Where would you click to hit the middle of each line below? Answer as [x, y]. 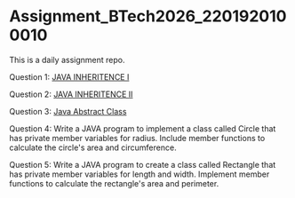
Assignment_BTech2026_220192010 [148, 16]
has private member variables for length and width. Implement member [140, 174]
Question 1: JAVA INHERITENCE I [69, 76]
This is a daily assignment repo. [67, 59]
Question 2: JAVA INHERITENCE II [71, 94]
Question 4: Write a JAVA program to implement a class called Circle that [143, 128]
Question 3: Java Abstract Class [68, 111]
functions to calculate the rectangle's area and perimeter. [114, 183]
